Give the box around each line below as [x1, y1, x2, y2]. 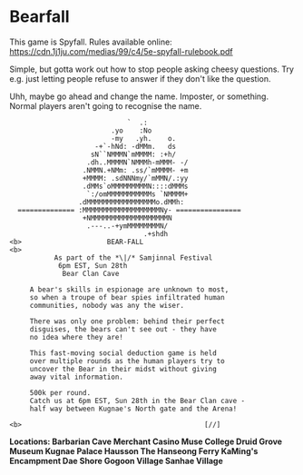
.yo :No [110, 125, 152, 135]
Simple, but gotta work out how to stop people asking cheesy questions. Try [9, 64, 295, 74]
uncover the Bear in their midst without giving [29, 364, 218, 373]
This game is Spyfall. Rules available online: [9, 36, 172, 47]
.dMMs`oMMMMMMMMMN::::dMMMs [82, 182, 189, 191]
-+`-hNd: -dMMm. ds [94, 142, 177, 151]
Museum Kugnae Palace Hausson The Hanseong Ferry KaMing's [9, 445, 259, 456]
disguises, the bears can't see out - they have [29, 324, 218, 333]
